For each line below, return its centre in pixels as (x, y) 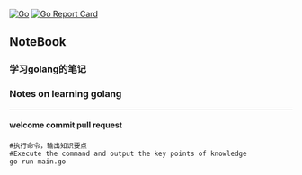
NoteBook (38, 42)
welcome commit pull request (66, 125)
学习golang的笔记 (48, 69)
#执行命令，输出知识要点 (48, 145)
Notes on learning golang (66, 94)
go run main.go (38, 162)
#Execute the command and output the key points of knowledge (128, 153)
